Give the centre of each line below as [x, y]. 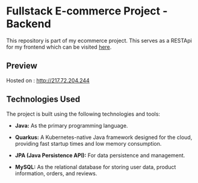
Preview [22, 66]
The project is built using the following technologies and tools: [83, 114]
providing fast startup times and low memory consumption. [88, 143]
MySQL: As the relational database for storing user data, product [95, 167]
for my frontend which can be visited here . [59, 47]
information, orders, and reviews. [56, 173]
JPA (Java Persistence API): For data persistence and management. [100, 155]
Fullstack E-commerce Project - [87, 11]
